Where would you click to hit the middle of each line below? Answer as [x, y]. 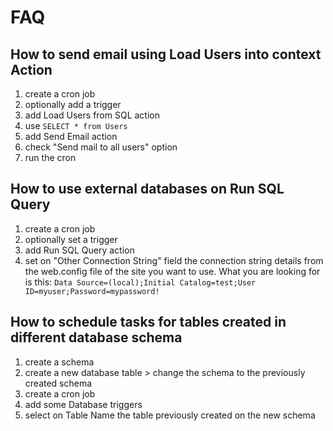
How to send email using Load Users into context [166, 54]
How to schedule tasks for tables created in [148, 322]
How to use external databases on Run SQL [147, 189]
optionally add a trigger [73, 104]
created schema [58, 383]
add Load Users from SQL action [92, 115]
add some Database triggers [83, 404]
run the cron [50, 157]
